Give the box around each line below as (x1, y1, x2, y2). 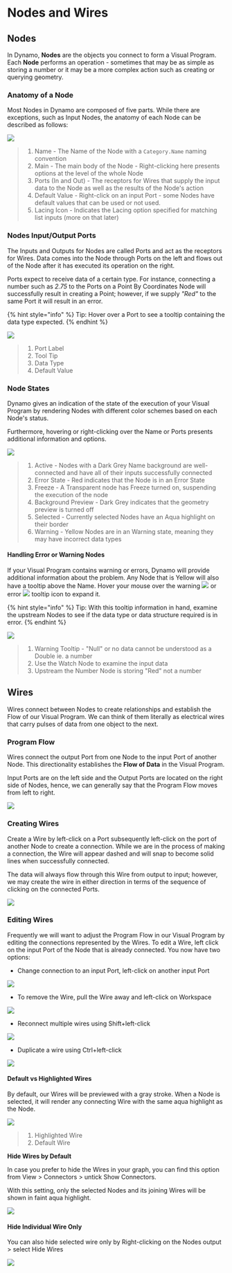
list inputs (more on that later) (34, 214, 119, 222)
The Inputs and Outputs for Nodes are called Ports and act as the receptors (7, 246, 222, 254)
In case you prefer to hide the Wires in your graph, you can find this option (7, 1166, 220, 1173)
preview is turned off (34, 505, 94, 514)
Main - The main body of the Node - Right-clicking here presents (34, 162, 220, 171)
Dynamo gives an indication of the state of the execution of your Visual (7, 399, 210, 407)
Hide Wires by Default (7, 1152, 71, 1160)
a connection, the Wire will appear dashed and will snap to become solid (7, 849, 215, 858)
